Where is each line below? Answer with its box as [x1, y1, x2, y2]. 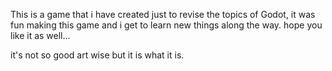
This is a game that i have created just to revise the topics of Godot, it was [10, 9, 316, 20]
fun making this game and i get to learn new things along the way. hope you [10, 19, 323, 31]
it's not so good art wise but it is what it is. [10, 49, 185, 61]
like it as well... [10, 30, 71, 41]
